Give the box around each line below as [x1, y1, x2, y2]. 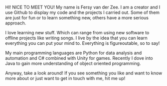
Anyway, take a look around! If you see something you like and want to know [5, 70, 163, 76]
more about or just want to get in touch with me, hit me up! [5, 76, 126, 81]
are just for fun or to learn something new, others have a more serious [5, 15, 149, 20]
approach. [5, 20, 26, 26]
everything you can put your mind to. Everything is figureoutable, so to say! [5, 40, 160, 46]
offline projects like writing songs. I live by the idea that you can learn [5, 35, 148, 41]
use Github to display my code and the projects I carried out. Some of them [5, 9, 160, 15]
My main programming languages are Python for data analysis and [5, 50, 142, 56]
